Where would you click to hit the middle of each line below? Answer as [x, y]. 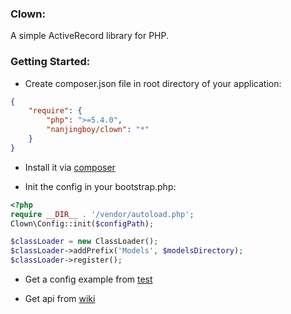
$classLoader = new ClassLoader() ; [84, 242]
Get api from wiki [60, 299]
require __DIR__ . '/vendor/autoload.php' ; [102, 214]
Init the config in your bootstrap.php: [100, 186]
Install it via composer [70, 167]
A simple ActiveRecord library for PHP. [89, 36]
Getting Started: [50, 62]
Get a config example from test [88, 279]
